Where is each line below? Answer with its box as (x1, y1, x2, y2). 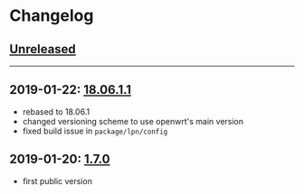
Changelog (9, 5, 94, 26)
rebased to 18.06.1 (22, 106, 90, 117)
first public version (22, 175, 93, 186)
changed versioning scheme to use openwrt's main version (22, 115, 244, 126)
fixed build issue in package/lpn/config (22, 125, 168, 136)
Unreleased (9, 42, 77, 57)
